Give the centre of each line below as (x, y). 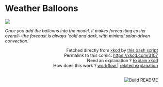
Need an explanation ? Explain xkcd (122, 60)
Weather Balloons (42, 8)
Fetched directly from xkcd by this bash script (112, 50)
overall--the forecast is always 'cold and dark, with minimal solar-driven (78, 36)
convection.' (17, 41)
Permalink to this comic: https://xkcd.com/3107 (111, 55)
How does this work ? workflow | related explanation (106, 65)
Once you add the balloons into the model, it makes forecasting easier (75, 31)
